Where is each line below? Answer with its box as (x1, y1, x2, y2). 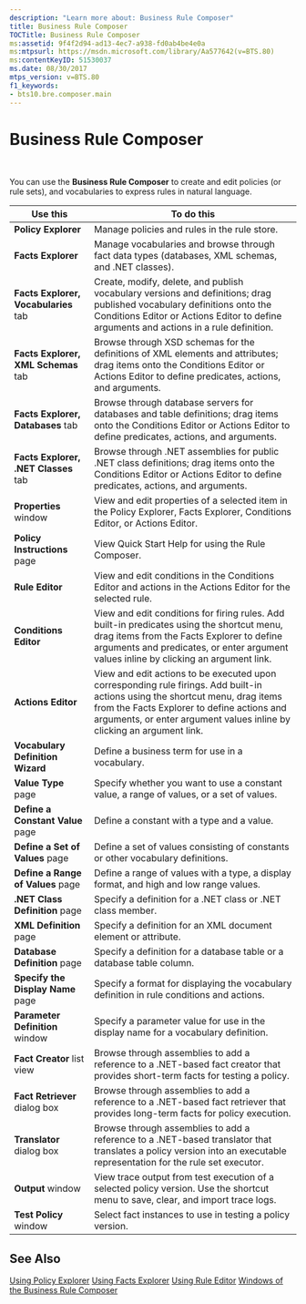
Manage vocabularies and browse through (94, 238, 275, 251)
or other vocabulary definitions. (94, 852, 229, 865)
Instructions (14, 543, 68, 556)
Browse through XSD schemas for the (94, 336, 255, 349)
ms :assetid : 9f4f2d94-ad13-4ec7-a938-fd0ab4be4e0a (9, 38, 206, 48)
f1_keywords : (9, 81, 59, 90)
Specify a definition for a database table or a (94, 945, 284, 958)
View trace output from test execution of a (94, 1171, 275, 1184)
